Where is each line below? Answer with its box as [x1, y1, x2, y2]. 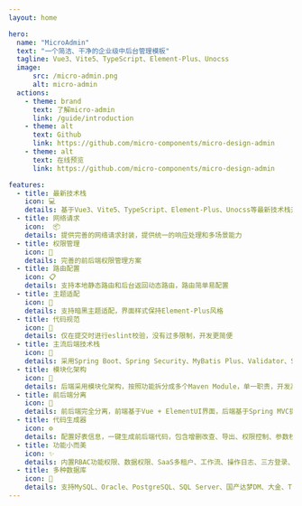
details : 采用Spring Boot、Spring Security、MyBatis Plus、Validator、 [24, 357, 291, 366]
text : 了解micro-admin [32, 105, 115, 114]
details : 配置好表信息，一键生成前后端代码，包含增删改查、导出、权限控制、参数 [24, 432, 289, 441]
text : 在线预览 [32, 155, 85, 164]
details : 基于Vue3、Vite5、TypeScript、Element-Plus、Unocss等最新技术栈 [24, 205, 291, 215]
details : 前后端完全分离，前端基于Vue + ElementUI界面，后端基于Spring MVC [24, 408, 289, 417]
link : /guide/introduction [32, 114, 134, 123]
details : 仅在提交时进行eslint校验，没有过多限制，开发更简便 [24, 332, 233, 341]
